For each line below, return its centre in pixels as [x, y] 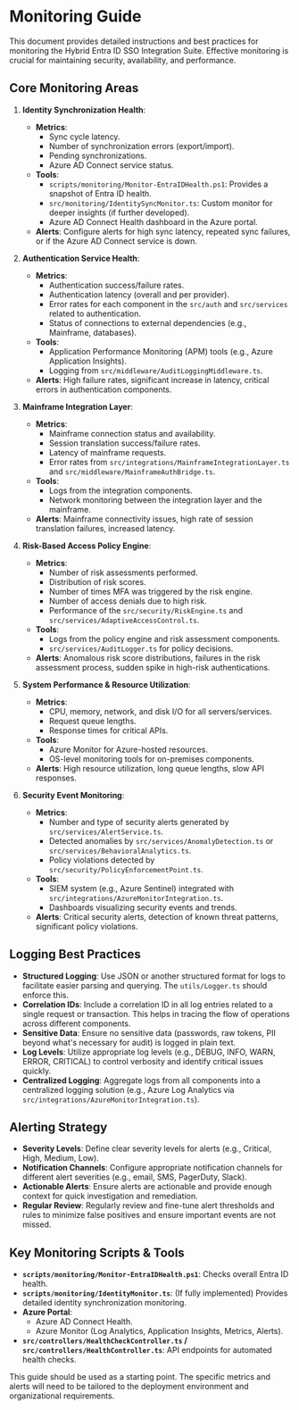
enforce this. [46, 995]
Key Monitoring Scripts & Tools [97, 1252]
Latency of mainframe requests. [108, 452]
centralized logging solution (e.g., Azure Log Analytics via [128, 1089]
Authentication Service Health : [81, 258]
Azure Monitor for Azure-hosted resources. [128, 749]
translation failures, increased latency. [105, 528]
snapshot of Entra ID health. [100, 193]
